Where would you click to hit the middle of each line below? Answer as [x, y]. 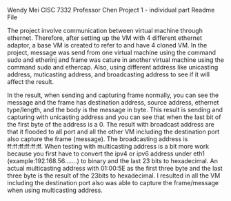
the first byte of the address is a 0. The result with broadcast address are [111, 124]
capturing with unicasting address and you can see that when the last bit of [114, 117]
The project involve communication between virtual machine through [105, 31]
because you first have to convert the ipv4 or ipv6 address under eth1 [106, 154]
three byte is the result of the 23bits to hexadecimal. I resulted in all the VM [114, 176]
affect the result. [30, 82]
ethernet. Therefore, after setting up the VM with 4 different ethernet [104, 38]
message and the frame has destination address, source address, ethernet [113, 102]
